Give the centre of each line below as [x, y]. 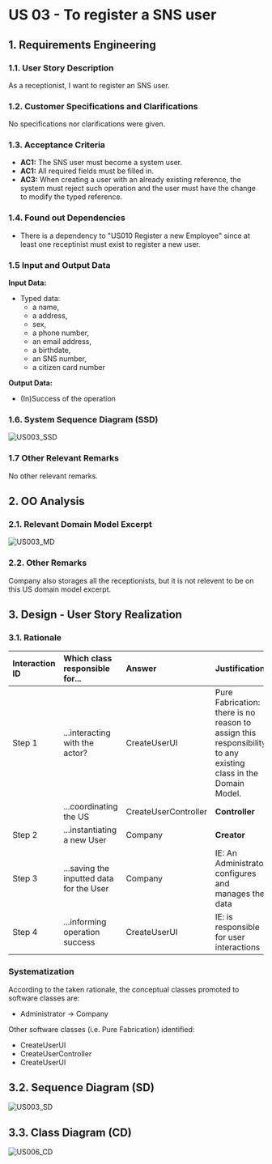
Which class [88, 659]
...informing [85, 922]
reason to [233, 723]
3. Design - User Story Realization [95, 615]
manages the [240, 894]
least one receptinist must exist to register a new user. [110, 244]
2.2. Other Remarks [48, 563]
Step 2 [25, 835]
